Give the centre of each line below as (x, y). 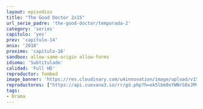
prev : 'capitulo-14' (32, 40)
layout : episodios (29, 12)
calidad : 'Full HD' (31, 68)
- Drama (16, 96)
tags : (13, 91)
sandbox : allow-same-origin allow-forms (58, 57)
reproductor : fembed (32, 74)
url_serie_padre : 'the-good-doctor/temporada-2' (69, 23)
